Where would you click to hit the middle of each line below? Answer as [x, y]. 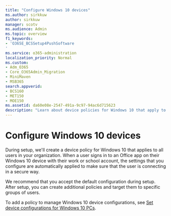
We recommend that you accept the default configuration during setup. [80, 181]
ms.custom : [17, 63]
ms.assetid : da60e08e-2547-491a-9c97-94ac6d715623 [60, 106]
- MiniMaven [18, 77]
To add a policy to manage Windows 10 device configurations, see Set [79, 202]
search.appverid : [24, 86]
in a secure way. [23, 171]
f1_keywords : [19, 39]
